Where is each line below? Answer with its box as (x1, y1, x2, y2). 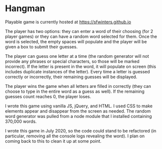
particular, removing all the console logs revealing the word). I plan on (5, 133, 145, 139)
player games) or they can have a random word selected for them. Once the (5, 33, 157, 39)
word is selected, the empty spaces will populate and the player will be (5, 38, 147, 44)
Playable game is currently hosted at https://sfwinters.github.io (5, 19, 131, 25)
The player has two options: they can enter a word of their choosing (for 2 (5, 28, 153, 34)
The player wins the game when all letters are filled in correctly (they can (5, 83, 151, 89)
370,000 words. (5, 118, 37, 124)
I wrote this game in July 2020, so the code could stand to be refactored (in (5, 128, 157, 133)
